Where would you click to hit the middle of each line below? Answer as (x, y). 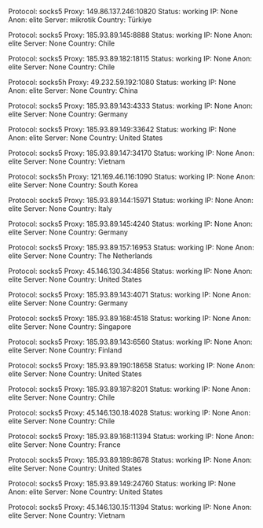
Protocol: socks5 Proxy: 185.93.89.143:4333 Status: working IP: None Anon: (130, 106)
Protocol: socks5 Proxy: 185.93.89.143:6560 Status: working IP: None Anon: (130, 342)
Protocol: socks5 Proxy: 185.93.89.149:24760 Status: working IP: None (122, 484)
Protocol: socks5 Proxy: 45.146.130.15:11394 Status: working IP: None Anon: (130, 507)
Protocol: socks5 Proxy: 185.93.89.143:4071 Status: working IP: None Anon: (130, 295)
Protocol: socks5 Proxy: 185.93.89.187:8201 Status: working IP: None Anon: (130, 389)
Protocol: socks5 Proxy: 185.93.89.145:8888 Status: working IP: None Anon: (130, 35)
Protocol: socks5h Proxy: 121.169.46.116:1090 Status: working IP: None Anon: (131, 177)
